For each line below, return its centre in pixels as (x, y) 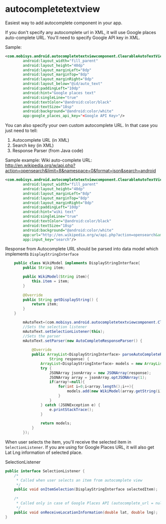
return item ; (45, 304)
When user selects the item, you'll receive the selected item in (68, 442)
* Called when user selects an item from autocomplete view (79, 480)
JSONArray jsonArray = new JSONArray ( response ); (100, 373)
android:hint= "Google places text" (60, 93)
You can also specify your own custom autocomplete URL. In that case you (82, 125)
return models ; (56, 423)
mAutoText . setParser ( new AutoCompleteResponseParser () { (83, 341)
